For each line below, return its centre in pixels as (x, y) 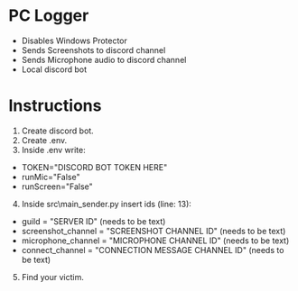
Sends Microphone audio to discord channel (104, 59)
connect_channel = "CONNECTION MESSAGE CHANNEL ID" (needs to (153, 250)
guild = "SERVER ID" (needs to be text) (93, 221)
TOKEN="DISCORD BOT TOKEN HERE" (94, 167)
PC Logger (49, 16)
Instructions (55, 106)
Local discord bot (54, 69)
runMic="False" (51, 177)
